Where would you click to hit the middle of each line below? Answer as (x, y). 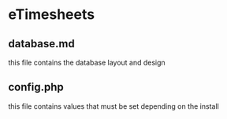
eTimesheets (52, 15)
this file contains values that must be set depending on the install (113, 106)
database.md (41, 44)
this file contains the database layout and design (87, 62)
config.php (36, 87)
